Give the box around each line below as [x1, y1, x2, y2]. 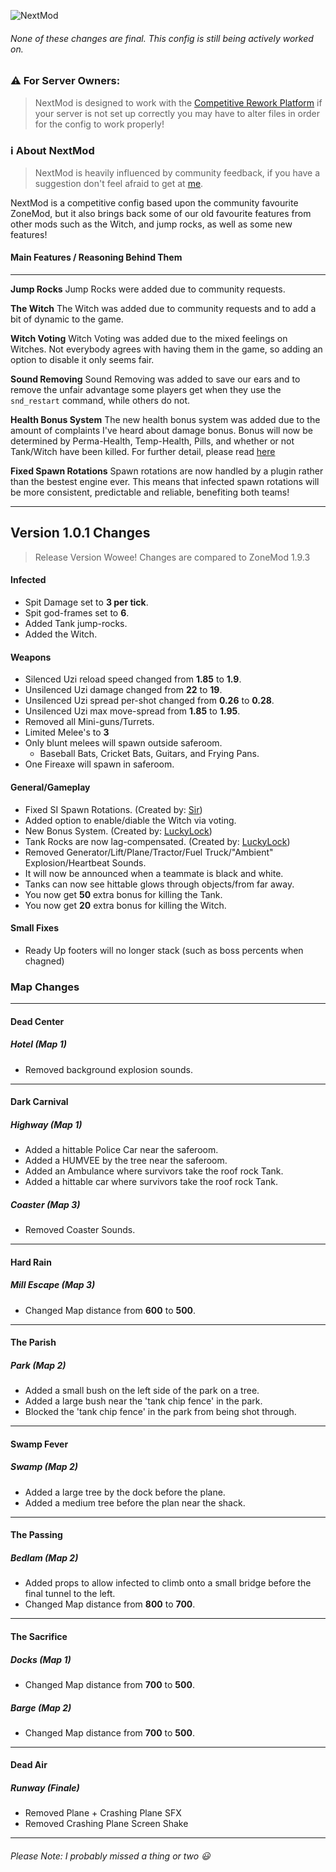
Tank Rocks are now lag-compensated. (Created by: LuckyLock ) [24, 835, 291, 847]
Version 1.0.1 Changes [10, 525, 151, 542]
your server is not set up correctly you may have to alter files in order [34, 107, 321, 119]
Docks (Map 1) [10, 1653, 72, 1665]
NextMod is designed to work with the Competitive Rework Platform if [34, 96, 323, 109]
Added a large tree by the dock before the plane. [24, 1486, 226, 1498]
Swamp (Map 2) [10, 1461, 78, 1473]
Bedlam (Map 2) [10, 1551, 79, 1564]
